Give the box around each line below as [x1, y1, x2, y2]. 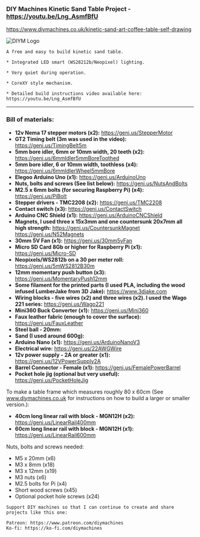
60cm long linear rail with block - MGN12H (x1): [14, 425, 134, 432]
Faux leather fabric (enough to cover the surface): [14, 313, 142, 320]
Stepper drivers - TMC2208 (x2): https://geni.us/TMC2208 [14, 199, 162, 206]
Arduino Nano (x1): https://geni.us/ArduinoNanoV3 [14, 338, 140, 345]
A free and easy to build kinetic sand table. [6, 49, 124, 55]
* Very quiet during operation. [6, 70, 86, 76]
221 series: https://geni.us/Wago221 [14, 300, 104, 308]
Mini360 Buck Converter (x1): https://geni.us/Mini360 [14, 306, 149, 314]
